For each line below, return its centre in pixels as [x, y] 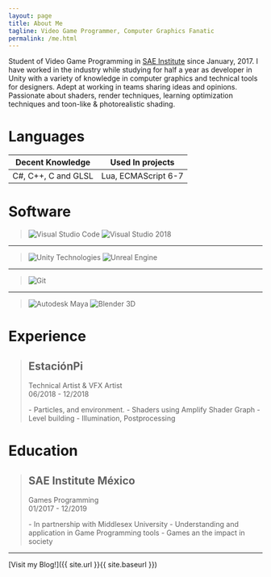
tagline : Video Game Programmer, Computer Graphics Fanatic [112, 31]
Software [40, 212]
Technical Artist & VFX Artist [75, 386]
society [40, 541]
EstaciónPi [55, 366]
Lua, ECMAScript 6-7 [142, 176]
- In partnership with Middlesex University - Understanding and [133, 525]
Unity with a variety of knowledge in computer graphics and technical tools [133, 78]
